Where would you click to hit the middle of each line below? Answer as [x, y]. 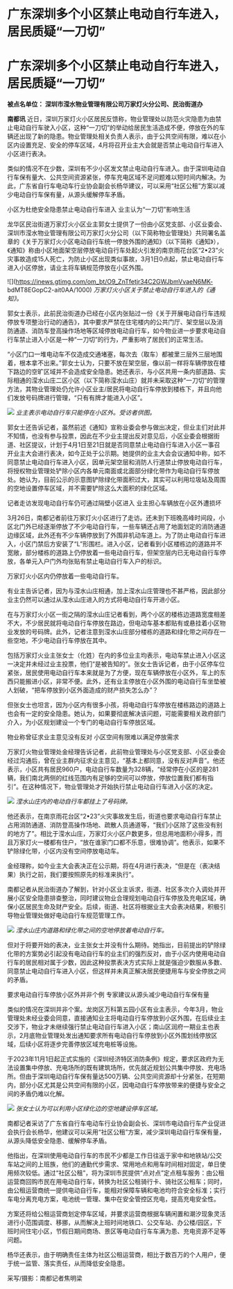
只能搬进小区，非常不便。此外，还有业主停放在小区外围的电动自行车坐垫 [116, 681]
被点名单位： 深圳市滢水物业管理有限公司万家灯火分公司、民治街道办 [105, 104]
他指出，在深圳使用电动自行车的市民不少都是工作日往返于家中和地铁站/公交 [115, 1155]
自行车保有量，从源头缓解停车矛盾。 [77, 195]
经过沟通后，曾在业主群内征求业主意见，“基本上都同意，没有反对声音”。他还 [116, 761]
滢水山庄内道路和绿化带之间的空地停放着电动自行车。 [92, 931]
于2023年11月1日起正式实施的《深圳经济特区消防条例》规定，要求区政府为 [113, 1059]
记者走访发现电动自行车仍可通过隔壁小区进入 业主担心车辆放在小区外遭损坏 [114, 503]
